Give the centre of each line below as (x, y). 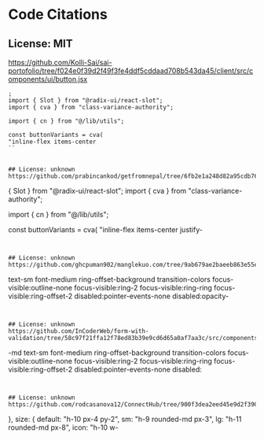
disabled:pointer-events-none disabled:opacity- (152, 296)
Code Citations (58, 15)
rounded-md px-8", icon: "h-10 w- (64, 427)
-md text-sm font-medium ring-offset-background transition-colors (117, 353)
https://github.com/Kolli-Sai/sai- (60, 62)
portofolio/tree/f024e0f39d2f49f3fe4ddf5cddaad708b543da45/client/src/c (131, 71)
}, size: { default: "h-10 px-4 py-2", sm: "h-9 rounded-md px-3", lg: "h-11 (125, 419)
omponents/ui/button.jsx (48, 79)
